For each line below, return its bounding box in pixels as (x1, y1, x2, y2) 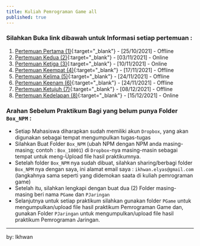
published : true (6, 14, 46, 20)
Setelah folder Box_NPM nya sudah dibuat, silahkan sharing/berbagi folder (14, 159, 193, 167)
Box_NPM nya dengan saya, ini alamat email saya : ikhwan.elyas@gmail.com (14, 166, 194, 173)
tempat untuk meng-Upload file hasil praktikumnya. (14, 153, 141, 160)
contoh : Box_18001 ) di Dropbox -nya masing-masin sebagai (35, 147, 178, 154)
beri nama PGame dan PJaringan (34, 191, 110, 198)
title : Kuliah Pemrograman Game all (6, 8, 97, 15)
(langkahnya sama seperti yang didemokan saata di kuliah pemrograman (14, 172, 193, 179)
